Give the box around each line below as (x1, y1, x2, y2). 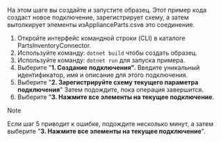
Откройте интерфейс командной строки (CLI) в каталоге (17, 34, 186, 42)
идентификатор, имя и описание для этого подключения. (17, 71, 188, 79)
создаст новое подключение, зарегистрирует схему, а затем (7, 13, 189, 21)
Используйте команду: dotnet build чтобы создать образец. (17, 48, 198, 57)
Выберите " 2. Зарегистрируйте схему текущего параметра (17, 78, 199, 86)
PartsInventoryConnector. (17, 42, 92, 49)
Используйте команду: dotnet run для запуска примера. (17, 56, 186, 64)
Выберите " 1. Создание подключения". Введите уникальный (17, 64, 200, 71)
